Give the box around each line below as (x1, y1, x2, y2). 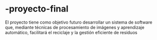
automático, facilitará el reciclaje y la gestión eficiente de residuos (5, 29, 138, 35)
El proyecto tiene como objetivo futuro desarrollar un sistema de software (5, 19, 153, 25)
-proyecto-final (5, 3, 69, 14)
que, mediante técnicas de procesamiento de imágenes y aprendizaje (5, 24, 145, 30)
